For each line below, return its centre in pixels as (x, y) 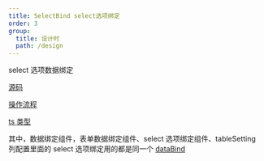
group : (19, 31)
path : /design (39, 46)
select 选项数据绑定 (41, 70)
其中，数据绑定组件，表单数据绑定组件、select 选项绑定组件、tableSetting (132, 139)
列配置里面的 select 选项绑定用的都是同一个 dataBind (97, 149)
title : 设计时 (38, 38)
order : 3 (23, 23)
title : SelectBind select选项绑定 (64, 16)
